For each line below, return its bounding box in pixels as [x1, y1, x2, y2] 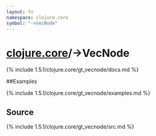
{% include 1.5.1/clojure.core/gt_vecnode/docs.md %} [6, 66, 139, 73]
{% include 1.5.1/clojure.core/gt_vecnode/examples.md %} [6, 89, 151, 97]
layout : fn [6, 8, 34, 15]
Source [6, 107, 34, 117]
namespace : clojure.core [6, 15, 69, 21]
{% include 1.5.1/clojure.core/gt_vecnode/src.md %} [6, 123, 134, 131]
